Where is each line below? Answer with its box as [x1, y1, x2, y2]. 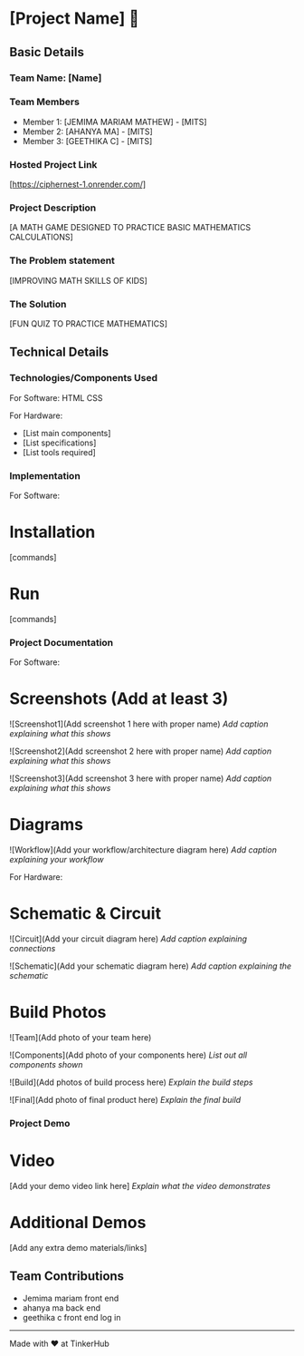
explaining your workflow [9, 854, 104, 865]
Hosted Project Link [9, 158, 98, 171]
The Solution [9, 298, 67, 310]
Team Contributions [9, 1269, 125, 1284]
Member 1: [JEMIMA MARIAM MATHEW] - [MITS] [22, 116, 207, 127]
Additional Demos [9, 1212, 147, 1233]
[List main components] [22, 427, 111, 438]
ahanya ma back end [22, 1302, 101, 1313]
